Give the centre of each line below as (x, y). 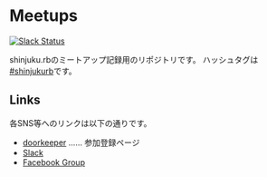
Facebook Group (54, 162)
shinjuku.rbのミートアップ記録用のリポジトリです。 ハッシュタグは (134, 59)
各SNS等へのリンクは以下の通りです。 (81, 123)
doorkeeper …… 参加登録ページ (81, 143)
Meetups (44, 16)
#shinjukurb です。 (43, 71)
